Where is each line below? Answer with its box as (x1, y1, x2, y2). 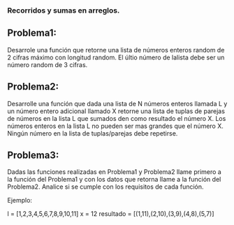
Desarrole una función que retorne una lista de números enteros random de (7, 45, 225, 54)
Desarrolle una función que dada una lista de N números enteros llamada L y (7, 99, 228, 108)
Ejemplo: (7, 196, 33, 205)
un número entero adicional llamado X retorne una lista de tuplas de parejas (7, 107, 226, 115)
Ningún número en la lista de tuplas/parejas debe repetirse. (7, 129, 178, 138)
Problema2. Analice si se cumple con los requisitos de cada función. (7, 182, 204, 191)
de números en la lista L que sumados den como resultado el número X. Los (7, 114, 226, 122)
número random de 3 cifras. (7, 60, 88, 68)
